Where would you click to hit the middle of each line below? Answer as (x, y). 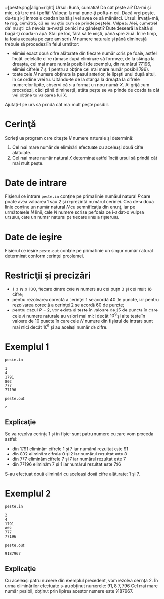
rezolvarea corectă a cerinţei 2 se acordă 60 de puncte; (68, 305)
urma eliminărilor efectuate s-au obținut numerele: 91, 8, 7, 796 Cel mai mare (81, 586)
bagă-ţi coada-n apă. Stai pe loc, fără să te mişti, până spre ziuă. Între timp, (81, 34)
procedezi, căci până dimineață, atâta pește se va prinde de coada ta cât (86, 90)
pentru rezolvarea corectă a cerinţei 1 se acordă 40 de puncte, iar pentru (85, 299)
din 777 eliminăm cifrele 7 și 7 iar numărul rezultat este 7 (69, 459)
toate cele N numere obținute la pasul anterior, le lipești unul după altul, (84, 74)
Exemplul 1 (27, 347)
